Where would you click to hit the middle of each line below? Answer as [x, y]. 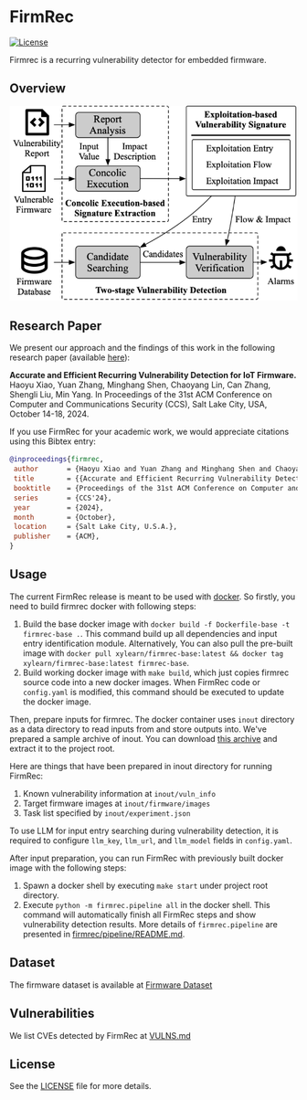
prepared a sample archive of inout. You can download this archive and [143, 738]
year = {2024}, [58, 508]
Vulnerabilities [52, 1014]
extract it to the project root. [63, 748]
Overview [38, 89]
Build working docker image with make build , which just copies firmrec [156, 672]
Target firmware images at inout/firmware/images [116, 803]
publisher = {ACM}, [57, 536]
